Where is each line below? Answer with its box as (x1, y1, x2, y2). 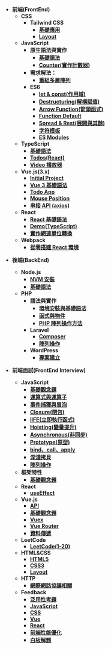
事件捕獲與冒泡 (29, 401, 67, 408)
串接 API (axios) (29, 202, 70, 209)
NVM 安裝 (29, 276, 55, 282)
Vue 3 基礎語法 (29, 182, 68, 188)
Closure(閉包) (29, 409, 65, 415)
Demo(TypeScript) (29, 223, 77, 229)
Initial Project (29, 175, 64, 181)
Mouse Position (29, 195, 70, 202)
